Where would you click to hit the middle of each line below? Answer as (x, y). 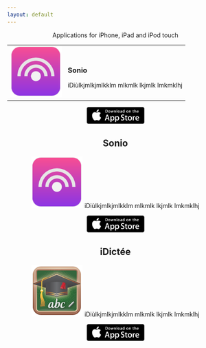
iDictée (115, 252)
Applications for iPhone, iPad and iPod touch (115, 35)
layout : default (30, 14)
